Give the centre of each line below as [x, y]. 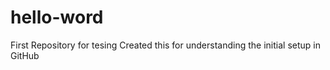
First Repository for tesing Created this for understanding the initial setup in [165, 45]
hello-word [57, 17]
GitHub [25, 55]
